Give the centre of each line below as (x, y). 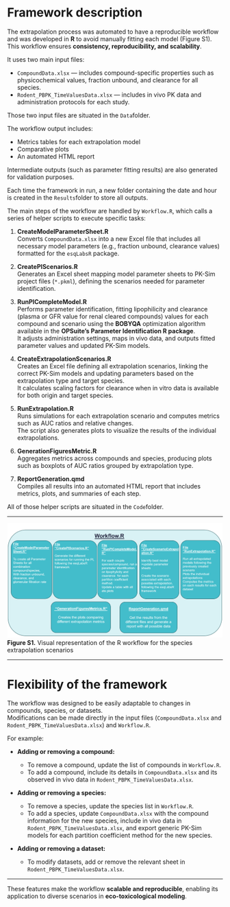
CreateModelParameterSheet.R (63, 231)
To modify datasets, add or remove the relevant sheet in (106, 862)
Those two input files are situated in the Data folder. (79, 115)
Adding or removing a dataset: (61, 849)
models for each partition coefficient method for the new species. (120, 836)
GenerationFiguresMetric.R (57, 451)
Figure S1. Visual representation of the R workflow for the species (100, 643)
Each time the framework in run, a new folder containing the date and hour (112, 190)
